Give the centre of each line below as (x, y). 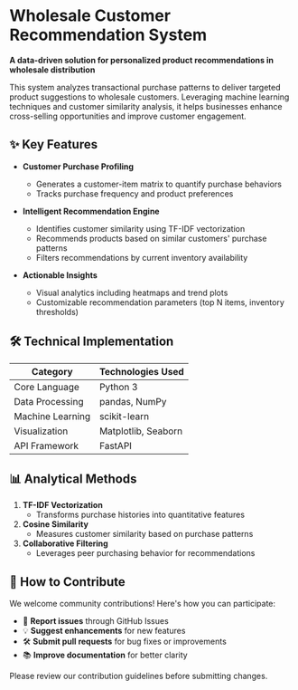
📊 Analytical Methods (73, 479)
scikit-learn (124, 416)
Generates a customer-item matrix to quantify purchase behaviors (159, 184)
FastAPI (116, 446)
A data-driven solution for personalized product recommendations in (141, 60)
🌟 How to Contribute (68, 582)
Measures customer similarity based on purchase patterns (144, 534)
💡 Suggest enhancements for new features (104, 631)
